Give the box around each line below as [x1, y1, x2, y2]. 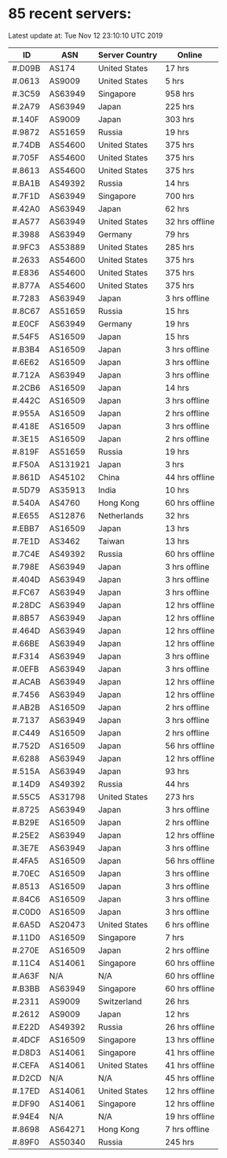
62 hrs [164, 203, 190, 214]
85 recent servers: [8, 5, 132, 23]
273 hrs [164, 791, 195, 802]
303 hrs [164, 113, 195, 124]
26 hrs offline [164, 1021, 215, 1032]
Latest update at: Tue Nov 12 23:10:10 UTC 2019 [8, 31, 163, 40]
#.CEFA [12, 1060, 39, 1071]
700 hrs [164, 190, 195, 201]
